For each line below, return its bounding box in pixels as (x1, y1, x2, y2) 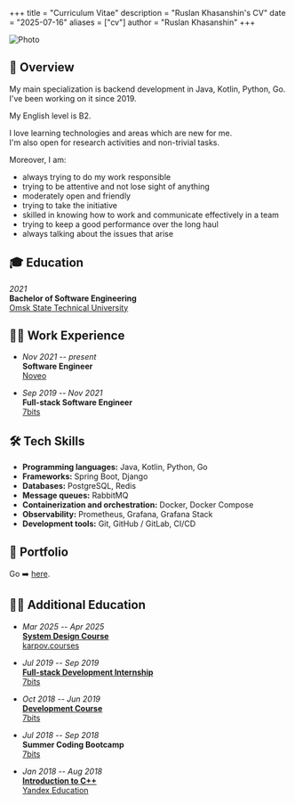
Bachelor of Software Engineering (9, 293, 138, 304)
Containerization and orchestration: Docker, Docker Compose (21, 499, 254, 510)
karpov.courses (21, 640, 80, 651)
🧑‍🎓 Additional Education (9, 597, 147, 613)
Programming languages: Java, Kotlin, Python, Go (21, 462, 208, 473)
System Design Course (21, 630, 109, 641)
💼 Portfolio (9, 544, 69, 559)
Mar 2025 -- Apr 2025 (21, 621, 105, 631)
